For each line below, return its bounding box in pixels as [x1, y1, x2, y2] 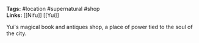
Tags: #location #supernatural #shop [6, 5, 100, 12]
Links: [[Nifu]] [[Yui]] [6, 12, 59, 19]
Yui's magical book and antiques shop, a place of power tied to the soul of [6, 24, 194, 30]
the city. [6, 30, 27, 37]
